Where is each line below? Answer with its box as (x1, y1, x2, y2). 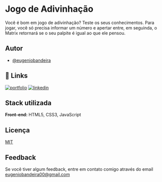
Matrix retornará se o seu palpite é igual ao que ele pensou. (5, 30, 126, 36)
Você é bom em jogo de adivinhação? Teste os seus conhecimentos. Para (5, 20, 155, 26)
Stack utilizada (5, 99, 52, 107)
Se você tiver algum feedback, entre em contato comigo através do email (5, 166, 154, 172)
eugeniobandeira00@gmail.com (5, 172, 70, 177)
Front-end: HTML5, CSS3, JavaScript (5, 112, 81, 118)
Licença (5, 126, 30, 134)
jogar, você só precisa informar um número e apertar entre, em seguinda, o (5, 25, 157, 30)
